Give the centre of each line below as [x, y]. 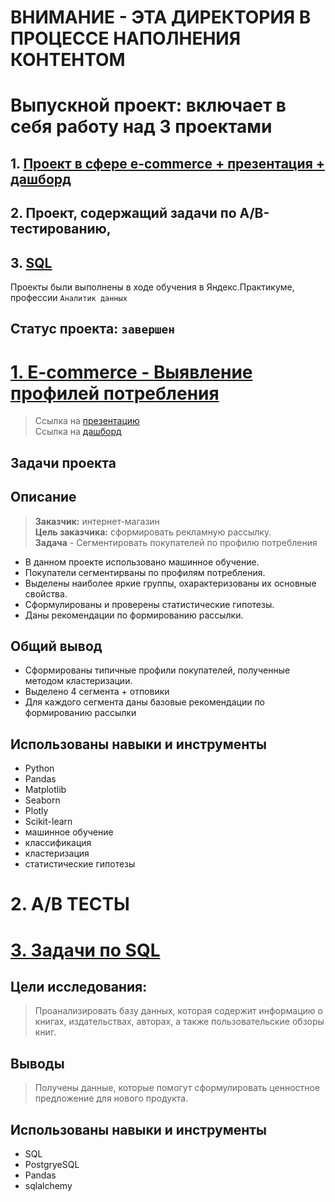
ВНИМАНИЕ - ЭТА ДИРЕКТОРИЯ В [161, 17]
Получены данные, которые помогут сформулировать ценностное [177, 1088]
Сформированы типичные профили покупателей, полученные [157, 670]
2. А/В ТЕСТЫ [70, 904]
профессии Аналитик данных [69, 297]
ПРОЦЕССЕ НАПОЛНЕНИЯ [126, 38]
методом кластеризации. [78, 681]
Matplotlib [45, 790]
